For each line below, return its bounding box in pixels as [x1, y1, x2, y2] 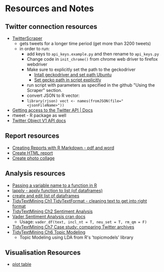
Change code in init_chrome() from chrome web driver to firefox [26, 56, 158, 62]
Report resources [5, 132, 60, 140]
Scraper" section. [26, 88, 63, 93]
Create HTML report [12, 150, 53, 156]
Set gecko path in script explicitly [34, 77, 101, 83]
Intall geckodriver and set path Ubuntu [34, 72, 112, 77]
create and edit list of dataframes [12, 193, 80, 199]
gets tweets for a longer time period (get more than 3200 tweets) [19, 41, 151, 46]
